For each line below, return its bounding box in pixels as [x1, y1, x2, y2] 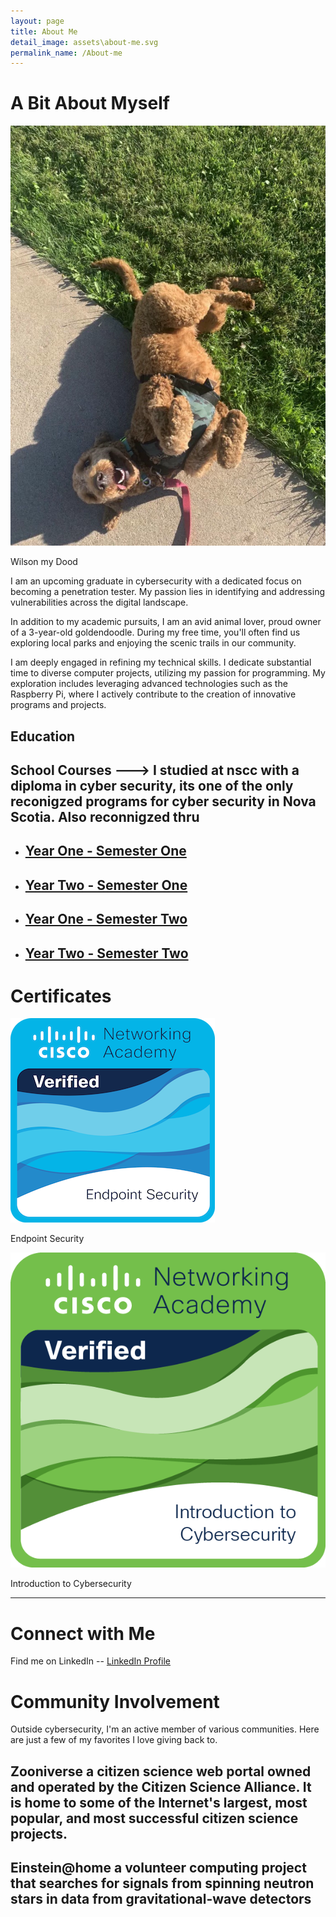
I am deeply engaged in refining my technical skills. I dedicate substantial [10, 656, 312, 669]
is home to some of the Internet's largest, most [10, 1794, 308, 1811]
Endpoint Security [10, 1233, 85, 1245]
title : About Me [10, 26, 78, 37]
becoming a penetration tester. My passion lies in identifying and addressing [10, 586, 326, 598]
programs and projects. [10, 699, 107, 711]
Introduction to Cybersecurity [10, 1578, 132, 1590]
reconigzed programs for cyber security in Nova [10, 793, 317, 810]
